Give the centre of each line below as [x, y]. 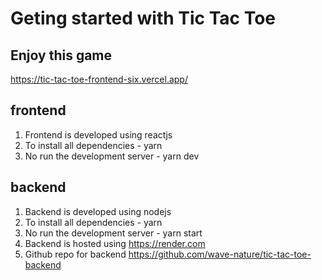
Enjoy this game [61, 55]
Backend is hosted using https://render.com [115, 243]
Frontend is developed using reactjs [98, 134]
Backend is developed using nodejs [98, 211]
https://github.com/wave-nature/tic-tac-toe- [220, 254]
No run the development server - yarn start [113, 233]
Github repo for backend [75, 254]
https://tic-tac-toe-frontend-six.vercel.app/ [99, 79]
